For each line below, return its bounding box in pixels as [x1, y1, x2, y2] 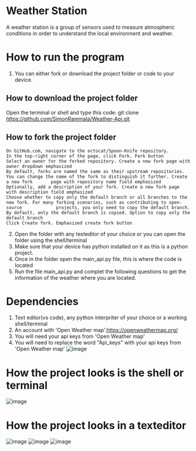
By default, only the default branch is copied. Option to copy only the [6, 210, 191, 215]
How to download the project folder [6, 93, 138, 104]
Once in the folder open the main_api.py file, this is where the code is [14, 255, 182, 263]
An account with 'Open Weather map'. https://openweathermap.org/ [14, 327, 178, 334]
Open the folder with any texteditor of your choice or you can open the [14, 230, 186, 237]
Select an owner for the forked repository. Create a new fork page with [6, 158, 191, 164]
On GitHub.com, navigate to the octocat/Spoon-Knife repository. [6, 148, 169, 154]
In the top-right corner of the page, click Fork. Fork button [6, 153, 164, 159]
